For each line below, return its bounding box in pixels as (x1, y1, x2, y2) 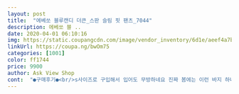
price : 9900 (7, 63, 43, 70)
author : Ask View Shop (7, 69, 75, 76)
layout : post (7, 10, 46, 18)
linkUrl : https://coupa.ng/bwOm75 (7, 43, 110, 50)
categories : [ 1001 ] (7, 50, 65, 57)
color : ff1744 (7, 57, 50, 64)
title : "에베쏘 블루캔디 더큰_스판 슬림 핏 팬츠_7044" (7, 17, 153, 24)
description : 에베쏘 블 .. (7, 23, 82, 30)
